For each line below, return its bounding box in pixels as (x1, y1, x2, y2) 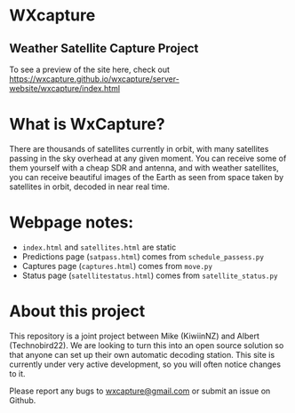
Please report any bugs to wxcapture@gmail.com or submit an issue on (9, 385, 271, 396)
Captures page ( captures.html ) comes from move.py (21, 260, 213, 271)
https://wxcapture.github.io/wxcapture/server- (9, 74, 179, 84)
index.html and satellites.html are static (21, 242, 177, 252)
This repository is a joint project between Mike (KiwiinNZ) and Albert (9, 330, 259, 341)
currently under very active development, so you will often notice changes (9, 359, 282, 369)
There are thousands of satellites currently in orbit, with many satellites (9, 143, 269, 154)
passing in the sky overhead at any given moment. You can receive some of (9, 153, 287, 163)
